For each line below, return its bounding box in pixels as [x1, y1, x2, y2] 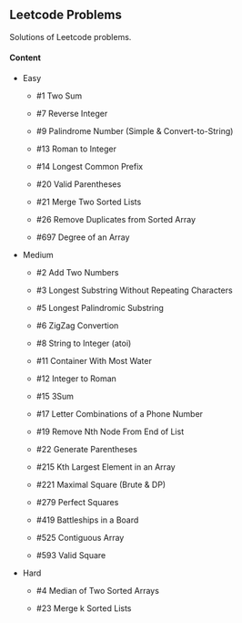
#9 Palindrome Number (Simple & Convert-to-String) [35, 126, 234, 137]
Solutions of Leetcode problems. [9, 31, 132, 42]
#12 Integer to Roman [35, 373, 116, 384]
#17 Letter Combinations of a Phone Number [35, 409, 203, 420]
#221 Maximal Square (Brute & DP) [35, 479, 166, 491]
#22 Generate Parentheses [35, 444, 138, 455]
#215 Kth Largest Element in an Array [35, 462, 176, 472]
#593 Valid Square [35, 550, 106, 561]
